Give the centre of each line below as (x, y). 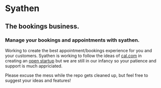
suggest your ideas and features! (38, 80)
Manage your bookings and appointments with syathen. (72, 40)
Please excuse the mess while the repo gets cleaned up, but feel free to (77, 75)
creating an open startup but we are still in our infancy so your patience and (81, 60)
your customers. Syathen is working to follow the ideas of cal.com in (73, 56)
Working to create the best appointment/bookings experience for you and (79, 50)
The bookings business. (42, 26)
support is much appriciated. (34, 66)
